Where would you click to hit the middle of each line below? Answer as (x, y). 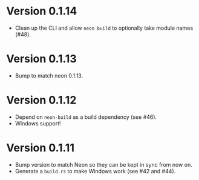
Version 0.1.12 (41, 100)
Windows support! (38, 123)
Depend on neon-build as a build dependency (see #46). (86, 117)
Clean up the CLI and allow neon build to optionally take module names (104, 28)
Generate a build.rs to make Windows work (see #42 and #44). (95, 171)
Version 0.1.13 (41, 59)
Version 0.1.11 (40, 148)
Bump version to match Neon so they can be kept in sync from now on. (103, 164)
